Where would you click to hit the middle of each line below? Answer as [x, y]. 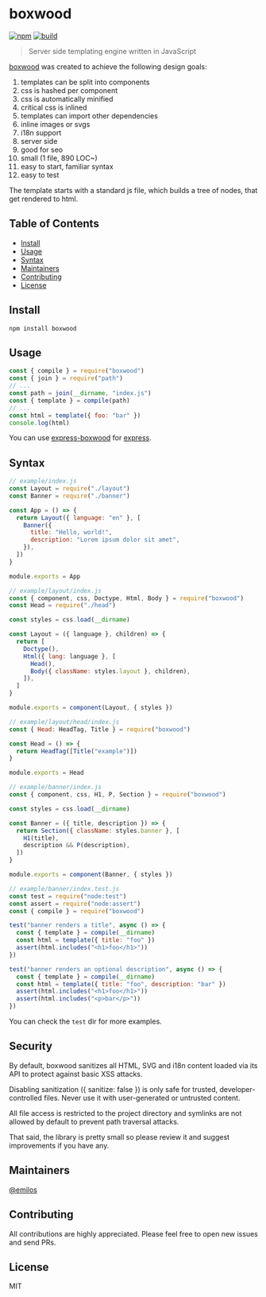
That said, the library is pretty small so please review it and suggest [119, 1136]
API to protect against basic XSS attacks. [76, 1074]
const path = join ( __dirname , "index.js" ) [80, 393]
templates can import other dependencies [89, 115]
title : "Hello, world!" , [71, 532]
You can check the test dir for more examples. [85, 1021]
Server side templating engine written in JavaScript [112, 51]
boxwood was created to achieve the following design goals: [108, 66]
